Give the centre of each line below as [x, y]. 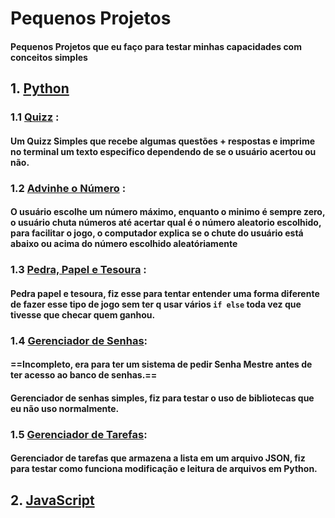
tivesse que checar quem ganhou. [83, 314]
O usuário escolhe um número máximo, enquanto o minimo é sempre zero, [168, 212]
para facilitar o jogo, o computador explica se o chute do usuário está [157, 233]
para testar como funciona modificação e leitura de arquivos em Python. [164, 469]
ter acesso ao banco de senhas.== [84, 375]
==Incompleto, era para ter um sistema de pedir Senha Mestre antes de [161, 364]
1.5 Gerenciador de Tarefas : [79, 434]
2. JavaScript [52, 500]
